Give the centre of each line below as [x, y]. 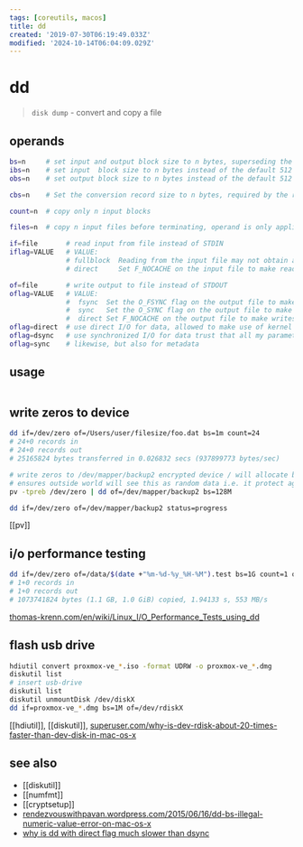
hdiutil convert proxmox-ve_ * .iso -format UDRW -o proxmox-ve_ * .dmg [141, 666]
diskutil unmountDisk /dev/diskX [72, 700]
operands [37, 141]
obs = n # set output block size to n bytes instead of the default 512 [151, 178]
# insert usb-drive [46, 683]
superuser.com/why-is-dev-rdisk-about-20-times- [184, 725]
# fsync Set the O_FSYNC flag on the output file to [171, 302]
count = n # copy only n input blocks [80, 211]
